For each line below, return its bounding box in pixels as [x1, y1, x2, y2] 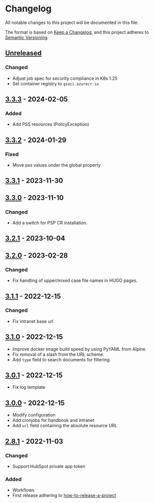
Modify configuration [12, 412, 56, 418]
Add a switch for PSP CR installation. [12, 220, 88, 226]
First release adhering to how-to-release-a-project [12, 493, 116, 499]
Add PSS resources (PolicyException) [12, 121, 89, 127]
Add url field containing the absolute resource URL [12, 423, 118, 429]
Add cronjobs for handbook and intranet [12, 417, 95, 423]
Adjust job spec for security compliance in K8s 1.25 [12, 75, 118, 81]
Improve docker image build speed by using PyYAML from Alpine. [12, 346, 147, 352]
